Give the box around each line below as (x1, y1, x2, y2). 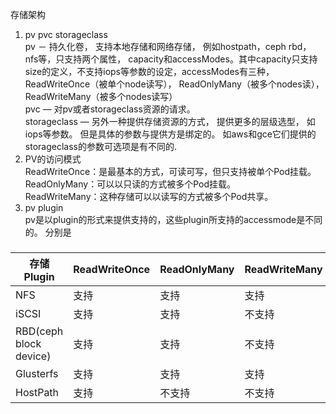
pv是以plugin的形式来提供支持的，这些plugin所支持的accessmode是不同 (24, 214, 323, 225)
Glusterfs (15, 366, 59, 380)
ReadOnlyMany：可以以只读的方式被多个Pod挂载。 (24, 178, 236, 190)
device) (15, 349, 52, 363)
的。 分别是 (24, 226, 72, 238)
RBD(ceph (15, 324, 64, 338)
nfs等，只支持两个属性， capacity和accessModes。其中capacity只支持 (24, 53, 318, 65)
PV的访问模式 (24, 153, 82, 165)
